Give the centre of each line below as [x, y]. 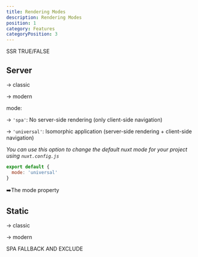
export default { [28, 167]
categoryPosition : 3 [32, 34]
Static [17, 211]
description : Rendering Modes [44, 17]
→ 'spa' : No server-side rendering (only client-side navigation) [84, 119]
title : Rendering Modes [36, 12]
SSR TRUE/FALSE [28, 51]
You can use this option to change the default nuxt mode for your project [97, 149]
